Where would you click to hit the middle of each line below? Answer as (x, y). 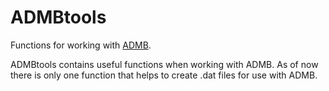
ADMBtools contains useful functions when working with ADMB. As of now (164, 64)
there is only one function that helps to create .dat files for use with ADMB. (164, 75)
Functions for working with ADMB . (81, 45)
